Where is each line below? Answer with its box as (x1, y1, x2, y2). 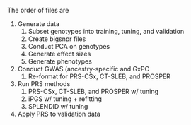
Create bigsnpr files (28, 35, 86, 43)
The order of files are (7, 6, 69, 14)
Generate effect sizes (28, 49, 91, 58)
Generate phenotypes (28, 57, 92, 66)
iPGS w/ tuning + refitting (28, 95, 103, 103)
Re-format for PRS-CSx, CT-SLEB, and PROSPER (28, 72, 171, 81)
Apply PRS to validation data (17, 109, 100, 118)
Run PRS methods (17, 80, 71, 88)
